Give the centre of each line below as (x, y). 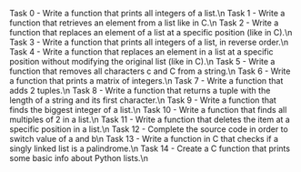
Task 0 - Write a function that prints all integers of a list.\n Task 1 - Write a (147, 13)
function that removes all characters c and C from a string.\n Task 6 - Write (150, 71)
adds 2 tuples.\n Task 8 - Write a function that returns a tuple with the (140, 91)
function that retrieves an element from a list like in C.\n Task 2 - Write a (144, 23)
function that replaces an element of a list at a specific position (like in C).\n (151, 32)
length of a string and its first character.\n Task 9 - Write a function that (143, 100)
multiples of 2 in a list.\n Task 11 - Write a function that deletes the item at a (150, 119)
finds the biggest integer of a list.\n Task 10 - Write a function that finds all (148, 110)
